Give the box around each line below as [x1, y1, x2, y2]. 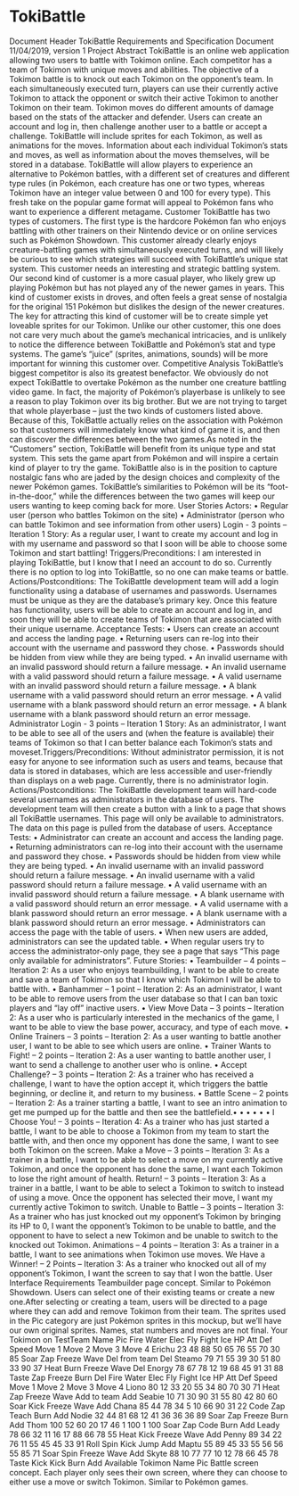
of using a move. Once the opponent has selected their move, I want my [9, 1192, 273, 1203]
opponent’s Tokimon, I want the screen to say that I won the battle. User [9, 1268, 273, 1278]
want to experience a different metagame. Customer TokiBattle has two [9, 206, 271, 217]
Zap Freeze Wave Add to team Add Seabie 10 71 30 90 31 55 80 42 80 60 [9, 1391, 279, 1401]
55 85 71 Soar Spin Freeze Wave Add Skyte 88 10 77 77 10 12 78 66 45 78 [9, 1448, 279, 1459]
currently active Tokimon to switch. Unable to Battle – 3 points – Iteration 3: [9, 1202, 285, 1212]
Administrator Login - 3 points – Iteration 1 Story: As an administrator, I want [9, 718, 287, 729]
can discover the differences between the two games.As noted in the [9, 434, 263, 444]
